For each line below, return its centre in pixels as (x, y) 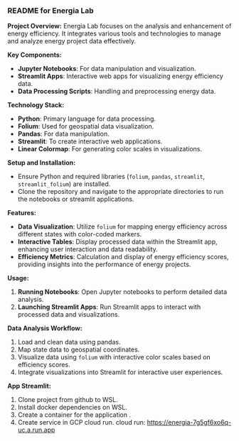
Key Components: (34, 55)
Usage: (18, 278)
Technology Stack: (36, 105)
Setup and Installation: (42, 163)
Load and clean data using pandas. (69, 342)
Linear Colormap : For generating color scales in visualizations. (110, 149)
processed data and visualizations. (69, 315)
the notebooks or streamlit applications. (76, 199)
